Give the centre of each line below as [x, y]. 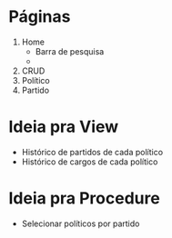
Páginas [40, 17]
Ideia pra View [64, 127]
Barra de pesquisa [70, 51]
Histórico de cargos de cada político [90, 162]
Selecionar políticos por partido [81, 223]
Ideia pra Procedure [84, 198]
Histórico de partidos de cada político [92, 152]
